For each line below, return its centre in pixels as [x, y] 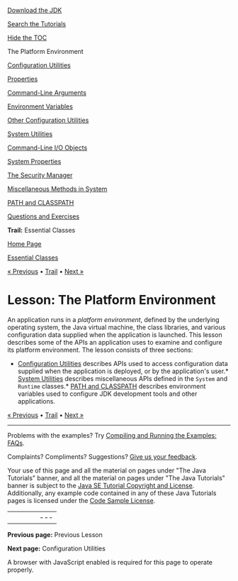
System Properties [34, 161]
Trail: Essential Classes [41, 230]
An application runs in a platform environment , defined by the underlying [113, 319]
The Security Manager [40, 175]
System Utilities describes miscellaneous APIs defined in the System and [123, 378]
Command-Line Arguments [47, 93]
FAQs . [16, 443]
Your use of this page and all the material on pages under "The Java [107, 470]
